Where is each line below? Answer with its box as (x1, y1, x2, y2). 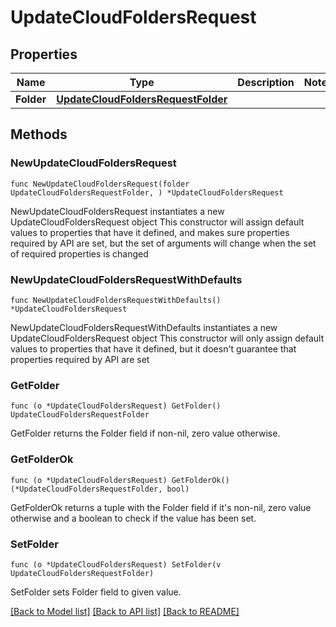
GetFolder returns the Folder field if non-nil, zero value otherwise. (10, 427, 281, 440)
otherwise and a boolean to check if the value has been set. (10, 512, 257, 524)
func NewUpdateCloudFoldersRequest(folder (10, 179, 190, 189)
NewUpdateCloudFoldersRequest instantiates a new (10, 205, 225, 217)
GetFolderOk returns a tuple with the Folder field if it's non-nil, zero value (10, 501, 312, 513)
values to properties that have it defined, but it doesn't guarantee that (10, 342, 297, 355)
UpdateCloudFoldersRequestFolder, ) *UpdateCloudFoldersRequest (10, 187, 284, 198)
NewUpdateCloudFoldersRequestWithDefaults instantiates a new (10, 321, 278, 333)
